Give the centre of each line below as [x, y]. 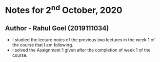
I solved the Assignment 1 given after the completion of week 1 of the [81, 50]
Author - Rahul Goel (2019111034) [57, 28]
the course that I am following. [43, 45]
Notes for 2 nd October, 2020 [64, 9]
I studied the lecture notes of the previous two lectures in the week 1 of [83, 40]
